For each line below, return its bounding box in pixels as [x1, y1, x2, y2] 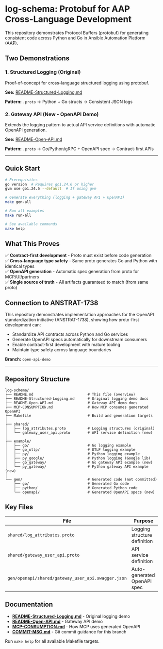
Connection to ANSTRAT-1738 [5, 299, 98, 307]
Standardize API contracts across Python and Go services [12, 331, 128, 337]
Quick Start [5, 164, 40, 173]
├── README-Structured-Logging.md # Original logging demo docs [5, 396, 149, 401]
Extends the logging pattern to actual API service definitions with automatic [5, 121, 156, 127]
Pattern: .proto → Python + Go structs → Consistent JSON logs [5, 99, 133, 104]
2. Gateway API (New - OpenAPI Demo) [5, 111, 99, 118]
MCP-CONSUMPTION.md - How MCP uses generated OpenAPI [12, 623, 141, 630]
